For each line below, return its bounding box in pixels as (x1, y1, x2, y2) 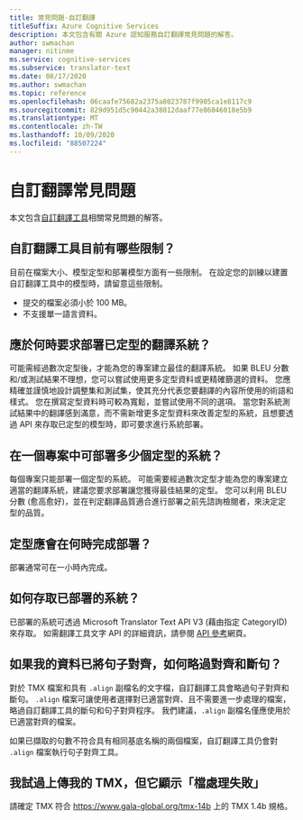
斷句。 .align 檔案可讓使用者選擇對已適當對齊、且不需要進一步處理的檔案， (9, 693, 291, 704)
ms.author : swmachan (9, 80, 87, 89)
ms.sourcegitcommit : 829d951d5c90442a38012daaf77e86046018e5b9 (9, 105, 252, 114)
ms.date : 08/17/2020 (9, 72, 87, 81)
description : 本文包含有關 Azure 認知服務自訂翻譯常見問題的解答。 (9, 30, 238, 39)
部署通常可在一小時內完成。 (9, 561, 113, 572)
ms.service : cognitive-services (9, 55, 131, 64)
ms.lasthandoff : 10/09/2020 (9, 131, 115, 140)
